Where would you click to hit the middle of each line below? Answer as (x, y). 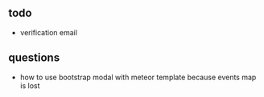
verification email (49, 32)
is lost (30, 85)
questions (34, 58)
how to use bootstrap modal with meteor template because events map (138, 77)
